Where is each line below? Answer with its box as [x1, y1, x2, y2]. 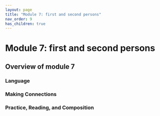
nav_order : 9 [5, 16, 32, 21]
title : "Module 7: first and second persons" [5, 12, 101, 17]
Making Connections [5, 91, 57, 98]
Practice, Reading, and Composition [5, 104, 94, 111]
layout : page [5, 7, 32, 12]
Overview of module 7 [5, 62, 75, 71]
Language [5, 77, 30, 84]
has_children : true [5, 21, 46, 26]
